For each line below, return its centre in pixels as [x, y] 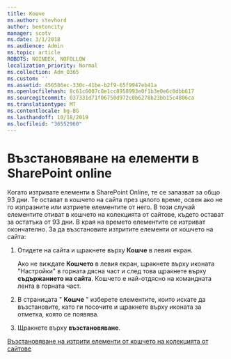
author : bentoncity [35, 26]
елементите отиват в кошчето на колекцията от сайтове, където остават [115, 215]
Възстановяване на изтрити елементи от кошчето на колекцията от [108, 342]
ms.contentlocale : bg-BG [43, 111]
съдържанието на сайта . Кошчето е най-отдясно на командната [114, 279]
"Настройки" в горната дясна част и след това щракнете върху [112, 271]
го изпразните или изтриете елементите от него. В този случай [101, 207]
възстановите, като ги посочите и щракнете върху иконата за [109, 307]
